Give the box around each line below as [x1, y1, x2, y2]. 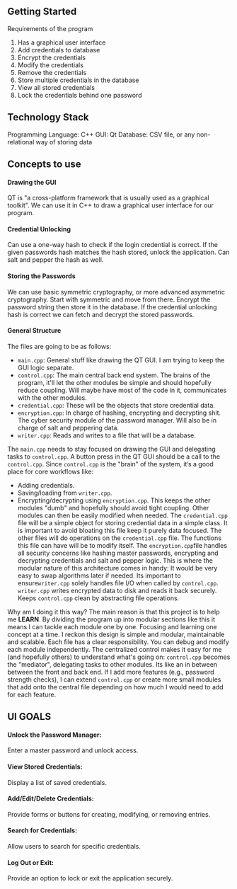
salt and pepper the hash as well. [7, 256, 104, 264]
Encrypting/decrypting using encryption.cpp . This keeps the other [17, 495, 211, 505]
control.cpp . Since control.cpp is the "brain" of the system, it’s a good [7, 459, 214, 468]
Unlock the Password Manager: [7, 730, 102, 739]
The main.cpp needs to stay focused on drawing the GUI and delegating [7, 444, 216, 453]
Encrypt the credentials [17, 53, 86, 62]
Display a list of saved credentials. [7, 778, 108, 786]
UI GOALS [7, 711, 52, 723]
